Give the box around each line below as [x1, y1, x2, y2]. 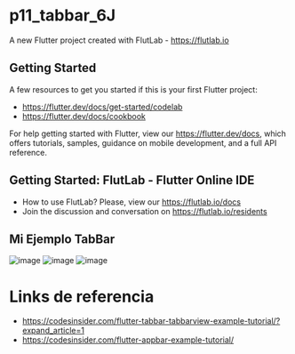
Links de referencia [9, 286, 155, 307]
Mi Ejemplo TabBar [9, 231, 116, 246]
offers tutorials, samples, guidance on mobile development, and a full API [9, 137, 277, 148]
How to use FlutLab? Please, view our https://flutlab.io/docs [21, 197, 242, 207]
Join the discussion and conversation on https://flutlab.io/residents [21, 205, 268, 216]
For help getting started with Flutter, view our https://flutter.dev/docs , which [9, 128, 287, 139]
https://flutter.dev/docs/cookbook [21, 110, 147, 121]
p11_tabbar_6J [9, 5, 116, 26]
